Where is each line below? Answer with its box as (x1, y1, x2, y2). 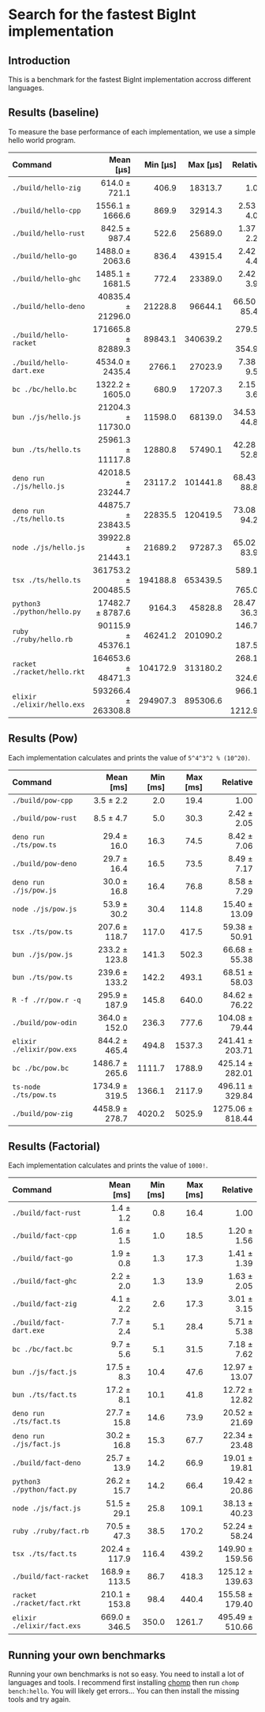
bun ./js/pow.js (12, 950, 73, 959)
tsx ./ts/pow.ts (12, 927, 73, 936)
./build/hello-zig (12, 183, 81, 192)
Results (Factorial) (8, 1140, 101, 1153)
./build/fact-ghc (12, 1276, 77, 1286)
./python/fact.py (12, 1485, 77, 1495)
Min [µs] (144, 159, 177, 170)
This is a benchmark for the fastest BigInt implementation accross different (8, 75, 251, 84)
